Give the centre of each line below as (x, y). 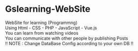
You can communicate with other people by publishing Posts (67, 38)
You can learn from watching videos (42, 33)
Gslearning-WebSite (48, 9)
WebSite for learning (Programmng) (41, 23)
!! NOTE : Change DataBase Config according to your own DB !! (69, 43)
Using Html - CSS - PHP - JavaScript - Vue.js (51, 27)
